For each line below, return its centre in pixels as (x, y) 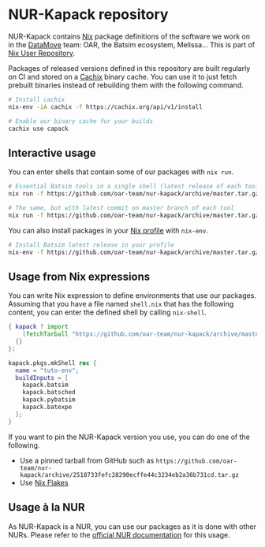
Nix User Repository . (42, 53)
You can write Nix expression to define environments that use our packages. (132, 296)
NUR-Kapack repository (88, 15)
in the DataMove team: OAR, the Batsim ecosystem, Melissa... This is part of (131, 44)
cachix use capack (38, 128)
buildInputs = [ (42, 378)
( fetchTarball (45, 334)
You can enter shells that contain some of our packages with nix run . (121, 172)
